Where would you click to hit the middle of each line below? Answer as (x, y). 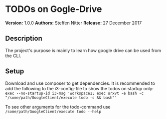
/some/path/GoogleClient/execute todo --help (53, 112)
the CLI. (13, 56)
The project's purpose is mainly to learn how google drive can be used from (83, 50)
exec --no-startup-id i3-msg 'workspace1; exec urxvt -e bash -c (74, 93)
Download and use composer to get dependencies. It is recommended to (80, 83)
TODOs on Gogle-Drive (54, 9)
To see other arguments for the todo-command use (58, 107)
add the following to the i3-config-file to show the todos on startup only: (79, 88)
